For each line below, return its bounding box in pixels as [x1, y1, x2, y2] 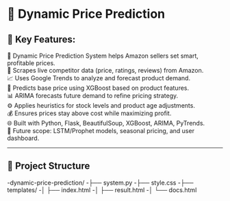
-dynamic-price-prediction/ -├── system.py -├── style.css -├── [7, 178, 194, 187]
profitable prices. [7, 59, 56, 67]
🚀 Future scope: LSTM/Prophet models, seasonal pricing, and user [7, 127, 195, 134]
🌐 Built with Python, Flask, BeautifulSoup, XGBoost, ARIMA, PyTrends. [7, 119, 205, 127]
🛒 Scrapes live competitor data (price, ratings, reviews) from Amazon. [7, 67, 204, 74]
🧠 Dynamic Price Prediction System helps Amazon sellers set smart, [7, 51, 199, 60]
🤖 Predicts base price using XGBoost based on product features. [7, 84, 190, 92]
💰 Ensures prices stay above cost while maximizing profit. [7, 109, 172, 117]
